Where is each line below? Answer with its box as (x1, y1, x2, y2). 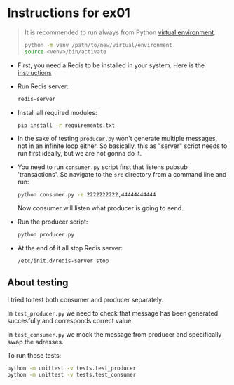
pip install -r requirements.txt (17, 121, 116, 129)
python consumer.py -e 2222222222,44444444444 (17, 191, 156, 198)
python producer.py (17, 231, 75, 238)
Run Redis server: (17, 82, 69, 90)
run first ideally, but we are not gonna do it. (17, 149, 142, 158)
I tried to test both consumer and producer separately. (7, 295, 164, 304)
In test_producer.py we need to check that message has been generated (7, 309, 219, 317)
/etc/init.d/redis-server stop (17, 257, 109, 264)
